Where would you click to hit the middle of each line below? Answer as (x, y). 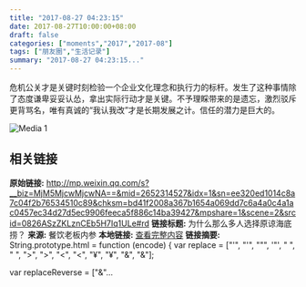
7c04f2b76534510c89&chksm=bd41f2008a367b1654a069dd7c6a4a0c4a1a (152, 202)
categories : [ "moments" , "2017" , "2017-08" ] (91, 43)
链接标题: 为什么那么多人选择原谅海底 (222, 223)
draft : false (34, 35)
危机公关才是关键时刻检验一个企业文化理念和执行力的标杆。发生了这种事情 (149, 87)
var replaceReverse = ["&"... (61, 272)
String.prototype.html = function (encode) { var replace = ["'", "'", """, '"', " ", (153, 245)
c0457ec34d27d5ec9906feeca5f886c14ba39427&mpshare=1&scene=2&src (153, 212)
